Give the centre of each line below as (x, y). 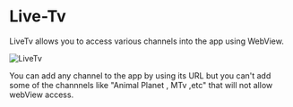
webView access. (42, 95)
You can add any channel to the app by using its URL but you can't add (140, 75)
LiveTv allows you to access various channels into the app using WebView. (146, 41)
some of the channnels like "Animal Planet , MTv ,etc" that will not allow (141, 85)
